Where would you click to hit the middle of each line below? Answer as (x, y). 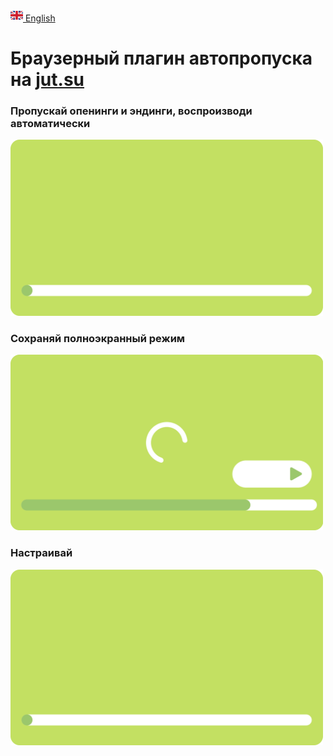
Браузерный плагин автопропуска (161, 58)
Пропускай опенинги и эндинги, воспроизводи (131, 111)
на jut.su (47, 80)
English (40, 18)
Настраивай (41, 553)
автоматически (50, 124)
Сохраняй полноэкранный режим (98, 338)
